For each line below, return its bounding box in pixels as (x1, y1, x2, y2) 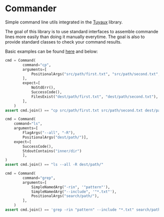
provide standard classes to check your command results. (5, 39, 122, 44)
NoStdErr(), (31, 85, 56, 90)
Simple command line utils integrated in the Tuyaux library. (5, 19, 123, 25)
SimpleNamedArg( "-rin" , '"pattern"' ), (31, 184, 110, 190)
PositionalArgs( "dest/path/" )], (22, 135, 89, 140)
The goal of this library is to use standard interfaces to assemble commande (5, 28, 159, 34)
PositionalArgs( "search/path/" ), (31, 194, 99, 198)
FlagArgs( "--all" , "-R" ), (22, 130, 76, 135)
